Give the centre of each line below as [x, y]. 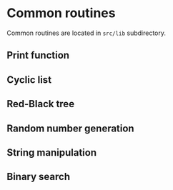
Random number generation [70, 128]
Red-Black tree [41, 104]
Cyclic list [29, 80]
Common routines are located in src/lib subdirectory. [86, 33]
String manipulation [52, 152]
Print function [38, 55]
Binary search [39, 177]
